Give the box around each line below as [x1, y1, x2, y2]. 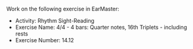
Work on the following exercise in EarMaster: [6, 6, 119, 12]
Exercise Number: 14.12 [15, 37, 75, 43]
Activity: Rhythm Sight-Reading [15, 17, 95, 24]
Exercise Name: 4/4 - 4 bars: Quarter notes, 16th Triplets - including [15, 24, 187, 31]
